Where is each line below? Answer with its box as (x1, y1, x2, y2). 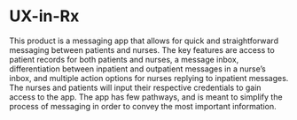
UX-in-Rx (9, 6, 80, 26)
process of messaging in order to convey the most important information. (9, 101, 277, 111)
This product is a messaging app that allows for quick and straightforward (9, 35, 279, 46)
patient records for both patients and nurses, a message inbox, (9, 54, 239, 64)
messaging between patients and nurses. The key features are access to (9, 44, 275, 55)
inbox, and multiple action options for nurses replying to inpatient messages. (9, 72, 289, 83)
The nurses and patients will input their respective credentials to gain (9, 82, 262, 93)
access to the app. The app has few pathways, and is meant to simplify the (9, 91, 283, 102)
